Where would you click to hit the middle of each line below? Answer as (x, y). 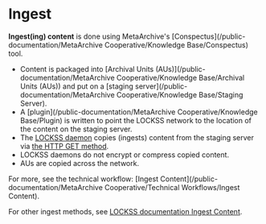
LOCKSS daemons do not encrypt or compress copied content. (125, 155)
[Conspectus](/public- (209, 36)
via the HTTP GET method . (64, 146)
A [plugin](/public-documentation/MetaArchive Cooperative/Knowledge (139, 112)
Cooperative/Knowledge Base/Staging (180, 94)
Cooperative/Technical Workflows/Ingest (172, 187)
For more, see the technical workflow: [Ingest (84, 179)
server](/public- (162, 86)
